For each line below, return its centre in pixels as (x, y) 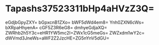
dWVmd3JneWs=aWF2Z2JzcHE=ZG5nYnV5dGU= (57, 38)
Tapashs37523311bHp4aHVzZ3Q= (80, 9)
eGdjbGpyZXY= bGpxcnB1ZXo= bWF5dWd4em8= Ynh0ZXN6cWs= (75, 22)
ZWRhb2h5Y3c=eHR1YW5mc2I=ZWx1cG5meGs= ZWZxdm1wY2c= (75, 33)
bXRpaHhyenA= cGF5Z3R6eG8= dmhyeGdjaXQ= (56, 27)
